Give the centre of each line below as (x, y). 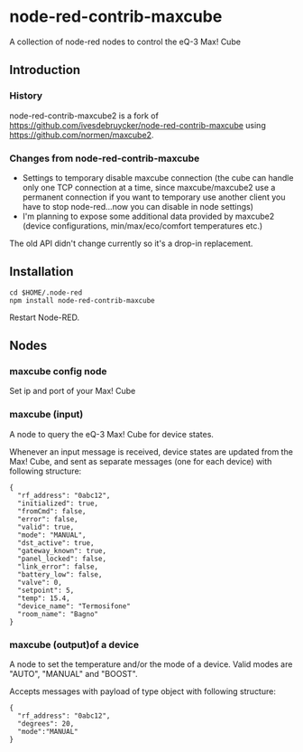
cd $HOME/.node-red (46, 292)
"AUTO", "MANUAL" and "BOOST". (73, 674)
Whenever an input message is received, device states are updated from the (151, 451)
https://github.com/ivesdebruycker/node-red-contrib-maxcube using (138, 125)
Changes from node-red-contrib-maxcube (105, 158)
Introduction (45, 70)
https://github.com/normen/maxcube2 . (82, 135)
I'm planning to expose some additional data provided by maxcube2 (148, 216)
